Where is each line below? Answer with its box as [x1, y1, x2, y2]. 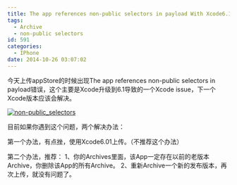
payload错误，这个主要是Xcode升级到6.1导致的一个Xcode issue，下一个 [7, 85, 217, 94]
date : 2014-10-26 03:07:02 [7, 56, 87, 63]
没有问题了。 [37, 170, 75, 178]
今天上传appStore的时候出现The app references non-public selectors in [7, 76, 216, 84]
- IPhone [13, 50, 39, 57]
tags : [7, 17, 23, 24]
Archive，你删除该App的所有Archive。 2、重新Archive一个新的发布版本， [7, 161, 221, 170]
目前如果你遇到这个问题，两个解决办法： [7, 122, 125, 131]
